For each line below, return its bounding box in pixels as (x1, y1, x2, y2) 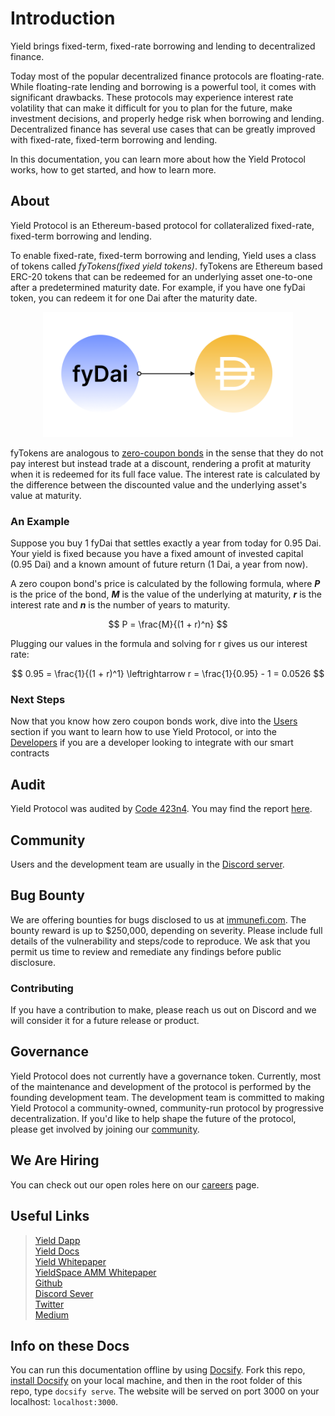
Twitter (34, 1298, 65, 1310)
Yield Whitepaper (34, 1255, 107, 1267)
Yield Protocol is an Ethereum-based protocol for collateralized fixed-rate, (10, 219, 315, 231)
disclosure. (10, 956, 57, 968)
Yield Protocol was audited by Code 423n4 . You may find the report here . (10, 803, 313, 815)
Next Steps (10, 692, 66, 706)
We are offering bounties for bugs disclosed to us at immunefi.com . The (10, 913, 307, 926)
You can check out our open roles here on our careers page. (10, 1178, 260, 1191)
